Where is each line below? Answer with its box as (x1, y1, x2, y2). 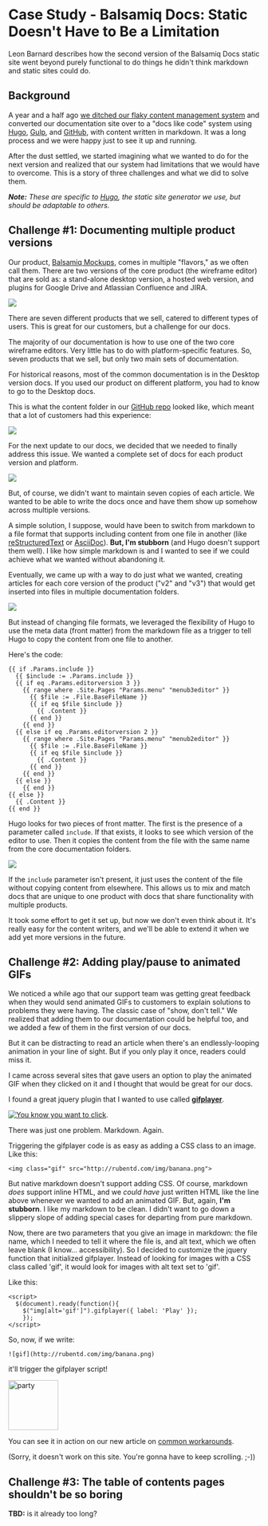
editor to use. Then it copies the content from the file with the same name (8, 835, 250, 845)
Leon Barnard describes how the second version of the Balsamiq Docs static (8, 49, 260, 58)
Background (8, 89, 70, 103)
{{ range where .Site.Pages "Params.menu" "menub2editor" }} (22, 735, 230, 743)
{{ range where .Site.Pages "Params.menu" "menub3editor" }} (22, 686, 230, 694)
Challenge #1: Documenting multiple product (8, 223, 235, 237)
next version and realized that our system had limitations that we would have (8, 160, 260, 169)
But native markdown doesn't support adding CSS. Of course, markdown (8, 1179, 248, 1189)
